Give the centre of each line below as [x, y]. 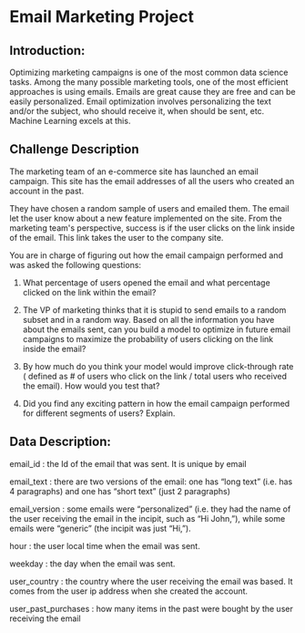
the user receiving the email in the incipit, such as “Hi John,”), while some [147, 518]
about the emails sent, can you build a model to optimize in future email [157, 329]
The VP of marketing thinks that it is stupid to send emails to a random [154, 310]
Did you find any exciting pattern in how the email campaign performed [156, 403]
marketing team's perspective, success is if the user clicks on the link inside [152, 228]
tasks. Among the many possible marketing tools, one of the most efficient [149, 82]
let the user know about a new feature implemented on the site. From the [146, 218]
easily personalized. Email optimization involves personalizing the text [140, 101]
